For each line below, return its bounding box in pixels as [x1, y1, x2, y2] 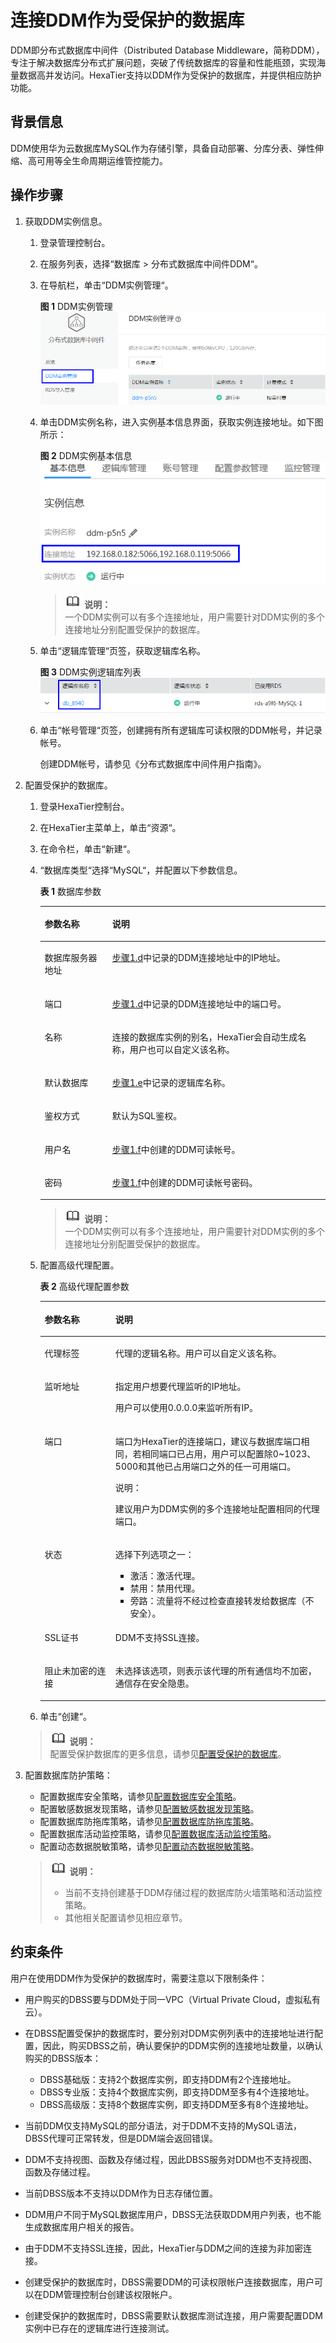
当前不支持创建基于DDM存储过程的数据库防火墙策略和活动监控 [64, 1886, 323, 1898]
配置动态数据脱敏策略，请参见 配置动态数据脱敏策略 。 [39, 1840, 260, 1852]
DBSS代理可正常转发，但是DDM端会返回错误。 [24, 2132, 218, 2144]
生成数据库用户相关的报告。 [24, 2221, 140, 2233]
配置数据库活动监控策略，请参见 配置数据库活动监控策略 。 [39, 1827, 277, 1840]
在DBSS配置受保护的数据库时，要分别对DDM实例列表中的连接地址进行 [24, 2027, 315, 2039]
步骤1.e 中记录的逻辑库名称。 [111, 1077, 231, 1089]
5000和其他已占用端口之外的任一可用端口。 [114, 1460, 297, 1472]
